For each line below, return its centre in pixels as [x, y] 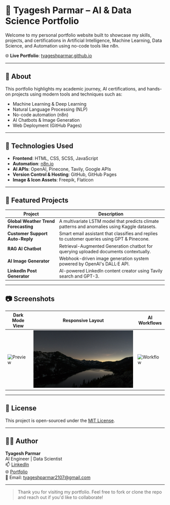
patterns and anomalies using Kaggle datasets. [108, 226]
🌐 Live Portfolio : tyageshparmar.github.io [49, 56]
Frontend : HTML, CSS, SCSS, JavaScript [55, 158]
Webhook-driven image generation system [104, 258]
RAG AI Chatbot [24, 249]
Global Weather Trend [31, 221]
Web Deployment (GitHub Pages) [47, 125]
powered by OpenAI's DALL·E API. [94, 264]
